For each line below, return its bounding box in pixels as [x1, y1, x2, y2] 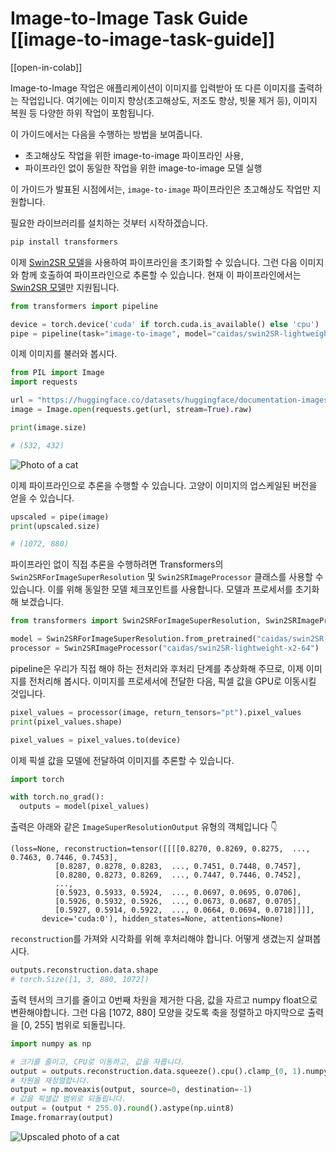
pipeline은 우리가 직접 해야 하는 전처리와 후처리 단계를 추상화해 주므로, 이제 [10, 662, 304, 674]
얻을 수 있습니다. [10, 492, 75, 504]
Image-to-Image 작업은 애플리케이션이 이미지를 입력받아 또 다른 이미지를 [10, 82, 297, 94]
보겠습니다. [20, 596, 65, 608]
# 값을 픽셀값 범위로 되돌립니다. [10, 1094, 127, 1104]
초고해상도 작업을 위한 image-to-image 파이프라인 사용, [24, 149, 244, 161]
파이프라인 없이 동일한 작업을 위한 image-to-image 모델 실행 [24, 162, 263, 174]
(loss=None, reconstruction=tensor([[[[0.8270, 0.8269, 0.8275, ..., [10, 844, 311, 854]
